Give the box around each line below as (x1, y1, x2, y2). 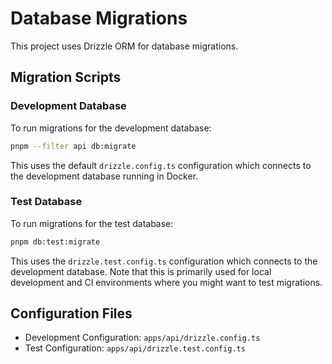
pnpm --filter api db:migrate (10, 141, 137, 151)
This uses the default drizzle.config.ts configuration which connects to (10, 159, 312, 171)
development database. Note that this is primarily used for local (10, 265, 272, 277)
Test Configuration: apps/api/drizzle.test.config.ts (24, 342, 246, 354)
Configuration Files (10, 305, 133, 322)
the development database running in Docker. (10, 170, 199, 182)
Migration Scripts (10, 69, 122, 86)
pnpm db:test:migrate (10, 237, 101, 247)
